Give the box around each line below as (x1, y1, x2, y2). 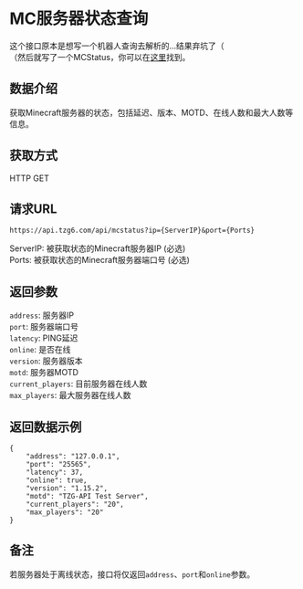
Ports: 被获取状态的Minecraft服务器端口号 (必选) (9, 255, 190, 266)
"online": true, (26, 476, 89, 485)
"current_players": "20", (26, 500, 125, 509)
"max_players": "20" (26, 508, 104, 517)
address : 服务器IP (9, 310, 75, 321)
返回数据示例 (9, 419, 82, 435)
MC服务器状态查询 (9, 8, 149, 29)
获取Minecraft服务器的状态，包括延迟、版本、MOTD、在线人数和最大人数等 (9, 107, 294, 118)
